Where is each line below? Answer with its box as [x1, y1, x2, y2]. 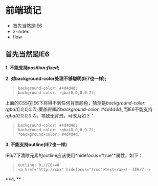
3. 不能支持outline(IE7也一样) [5, 141, 67, 148]
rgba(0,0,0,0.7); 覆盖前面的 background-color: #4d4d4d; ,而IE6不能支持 [5, 106, 153, 112]
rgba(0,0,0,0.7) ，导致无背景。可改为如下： [5, 112, 95, 118]
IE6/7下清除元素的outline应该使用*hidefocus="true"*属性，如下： [5, 152, 143, 158]
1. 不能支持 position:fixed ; [5, 65, 60, 71]
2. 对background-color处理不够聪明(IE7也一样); [5, 75, 106, 81]
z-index [12, 28, 29, 34]
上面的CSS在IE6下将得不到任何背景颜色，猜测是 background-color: [5, 99, 146, 106]
